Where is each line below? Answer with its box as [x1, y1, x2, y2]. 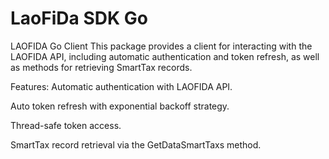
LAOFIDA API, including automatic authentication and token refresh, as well [10, 50, 320, 62]
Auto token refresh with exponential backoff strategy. [10, 100, 230, 112]
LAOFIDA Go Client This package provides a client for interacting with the [10, 40, 313, 52]
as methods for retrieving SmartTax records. [10, 61, 193, 73]
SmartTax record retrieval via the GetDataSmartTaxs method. [10, 138, 262, 151]
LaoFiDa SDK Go [10, 7, 148, 30]
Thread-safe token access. [10, 119, 122, 131]
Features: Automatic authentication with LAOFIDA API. [10, 80, 233, 92]
